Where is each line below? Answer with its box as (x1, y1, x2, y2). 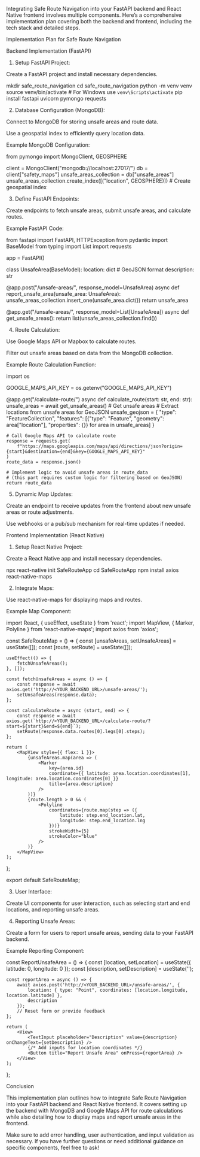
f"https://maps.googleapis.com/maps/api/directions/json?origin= (17, 443, 183, 449)
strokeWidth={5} (48, 828, 90, 834)
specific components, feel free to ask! (6, 1144, 100, 1151)
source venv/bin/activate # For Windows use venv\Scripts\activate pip (6, 89, 183, 95)
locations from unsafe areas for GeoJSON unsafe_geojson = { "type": (6, 408, 177, 416)
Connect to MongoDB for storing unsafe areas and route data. (6, 118, 159, 125)
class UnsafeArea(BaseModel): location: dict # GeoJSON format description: (6, 266, 195, 273)
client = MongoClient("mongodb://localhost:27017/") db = (6, 165, 148, 171)
